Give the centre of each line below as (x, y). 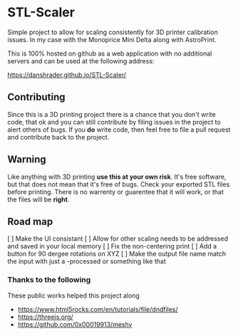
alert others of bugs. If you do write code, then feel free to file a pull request (119, 130)
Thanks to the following (49, 280)
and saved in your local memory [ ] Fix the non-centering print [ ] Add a (112, 246)
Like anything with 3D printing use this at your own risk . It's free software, (117, 177)
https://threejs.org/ (45, 317)
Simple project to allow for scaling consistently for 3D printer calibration (113, 32)
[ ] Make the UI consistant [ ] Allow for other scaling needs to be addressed (118, 238)
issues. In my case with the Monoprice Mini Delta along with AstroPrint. (112, 39)
